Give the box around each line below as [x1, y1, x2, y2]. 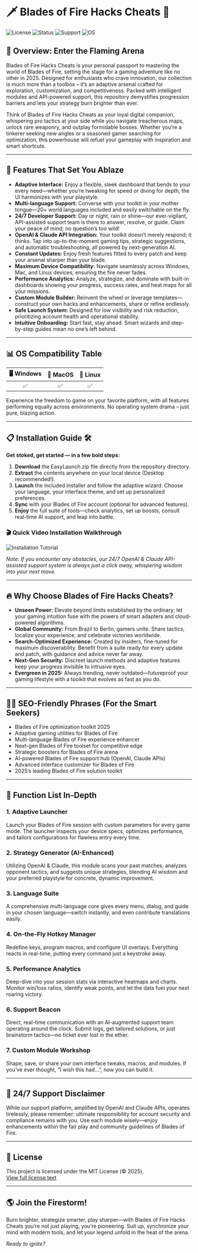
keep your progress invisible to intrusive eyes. [14, 663, 127, 670]
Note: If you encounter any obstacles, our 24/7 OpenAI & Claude [6, 556, 164, 563]
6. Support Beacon [6, 1005, 61, 1013]
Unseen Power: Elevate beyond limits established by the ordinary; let [14, 606, 183, 613]
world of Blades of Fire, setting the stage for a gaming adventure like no [6, 68, 181, 75]
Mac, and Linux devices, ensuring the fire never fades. [14, 269, 147, 276]
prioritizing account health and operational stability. [14, 312, 140, 320]
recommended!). [14, 476, 55, 483]
